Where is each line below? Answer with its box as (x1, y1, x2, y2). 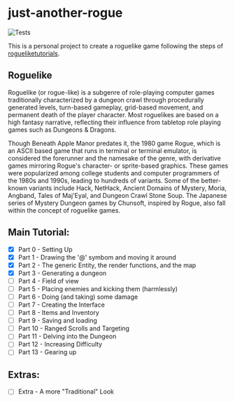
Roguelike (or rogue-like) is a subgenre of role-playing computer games (8, 88, 215, 96)
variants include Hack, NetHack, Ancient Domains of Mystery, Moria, (28, 184, 227, 192)
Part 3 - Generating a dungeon (17, 269, 107, 277)
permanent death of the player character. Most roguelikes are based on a (8, 110, 219, 119)
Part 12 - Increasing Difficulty (17, 340, 103, 349)
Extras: (8, 368, 41, 380)
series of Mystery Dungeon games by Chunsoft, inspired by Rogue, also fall (8, 199, 226, 207)
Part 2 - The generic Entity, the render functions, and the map (17, 261, 197, 269)
